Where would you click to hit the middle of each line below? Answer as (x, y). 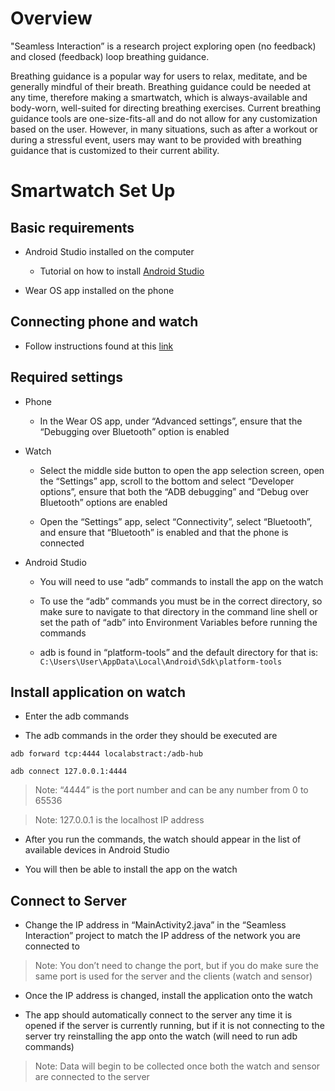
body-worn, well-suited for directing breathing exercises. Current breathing (166, 108)
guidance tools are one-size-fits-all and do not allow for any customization (164, 118)
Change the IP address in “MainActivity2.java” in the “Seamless (155, 925)
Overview (51, 18)
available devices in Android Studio (97, 850)
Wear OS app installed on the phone (99, 290)
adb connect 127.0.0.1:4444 (69, 772)
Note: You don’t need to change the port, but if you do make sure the (177, 966)
